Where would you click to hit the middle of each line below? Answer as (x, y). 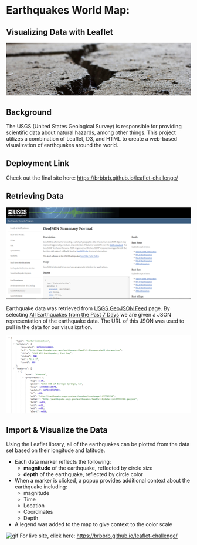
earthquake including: (41, 487)
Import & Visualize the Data (57, 430)
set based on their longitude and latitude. (56, 450)
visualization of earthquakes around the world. (62, 145)
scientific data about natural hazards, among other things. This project (91, 132)
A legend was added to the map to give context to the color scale (94, 524)
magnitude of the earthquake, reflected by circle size (88, 468)
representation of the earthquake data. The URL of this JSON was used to (95, 321)
